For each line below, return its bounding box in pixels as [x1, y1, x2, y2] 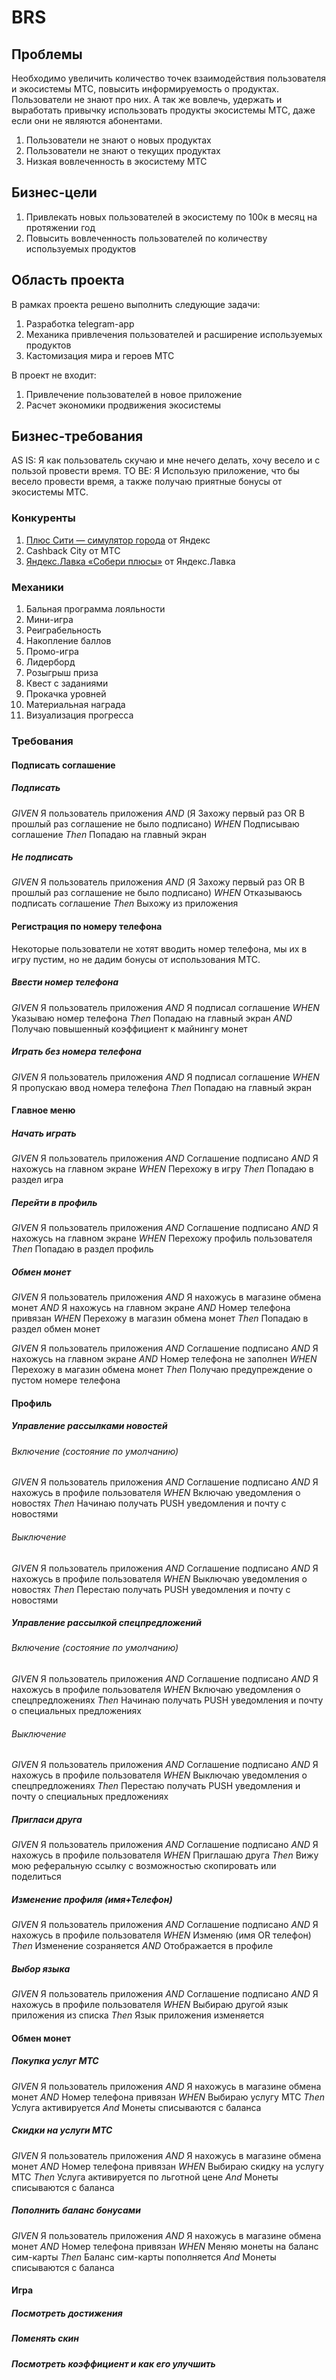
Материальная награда [25, 699, 126, 711]
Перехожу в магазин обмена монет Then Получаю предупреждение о [11, 1364, 313, 1376]
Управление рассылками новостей [11, 1420, 168, 1432]
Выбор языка [11, 1962, 71, 1975]
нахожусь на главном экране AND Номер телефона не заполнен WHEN [11, 1353, 318, 1365]
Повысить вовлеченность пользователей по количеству [25, 232, 268, 244]
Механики [11, 580, 64, 594]
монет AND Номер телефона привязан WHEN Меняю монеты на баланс [11, 2240, 319, 2252]
